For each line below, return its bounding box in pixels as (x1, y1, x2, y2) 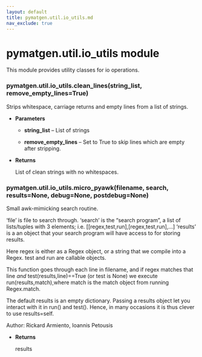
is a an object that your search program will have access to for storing (6, 229, 181, 237)
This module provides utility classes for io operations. (6, 66, 140, 73)
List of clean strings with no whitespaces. (15, 168, 119, 175)
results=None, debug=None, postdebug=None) (6, 191, 149, 199)
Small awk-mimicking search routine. (6, 205, 99, 212)
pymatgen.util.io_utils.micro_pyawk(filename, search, (6, 183, 169, 192)
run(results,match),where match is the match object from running (6, 279, 169, 286)
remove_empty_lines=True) (6, 89, 89, 98)
